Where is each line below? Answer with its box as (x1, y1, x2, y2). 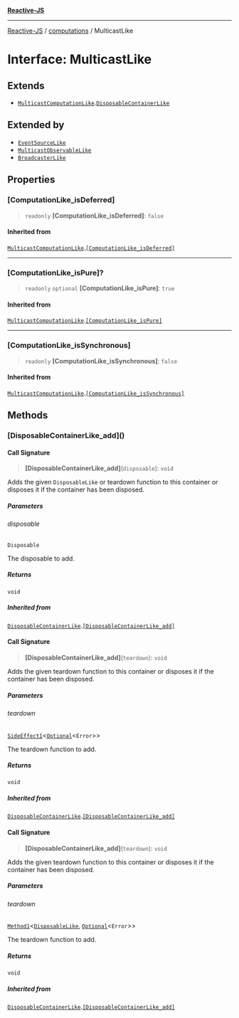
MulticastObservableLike (17, 147, 92, 154)
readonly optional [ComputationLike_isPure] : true (24, 284, 175, 292)
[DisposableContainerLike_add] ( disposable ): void (24, 464, 174, 472)
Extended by (7, 119, 65, 131)
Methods (7, 409, 48, 422)
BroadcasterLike (17, 154, 66, 161)
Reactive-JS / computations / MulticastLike (7, 26, 134, 35)
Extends (7, 80, 45, 92)
